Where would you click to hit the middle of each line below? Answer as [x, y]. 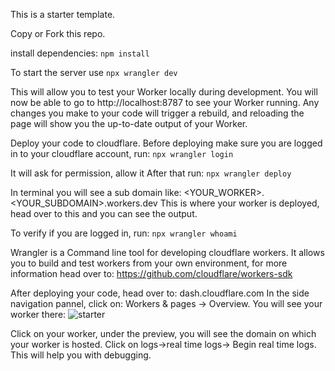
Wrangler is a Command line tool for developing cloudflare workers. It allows [167, 252]
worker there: [38, 314]
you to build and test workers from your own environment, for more [149, 263]
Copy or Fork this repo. [58, 33]
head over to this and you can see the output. [104, 213]
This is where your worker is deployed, [239, 203]
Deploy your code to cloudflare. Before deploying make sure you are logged [166, 143]
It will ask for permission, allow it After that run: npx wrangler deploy [151, 173]
